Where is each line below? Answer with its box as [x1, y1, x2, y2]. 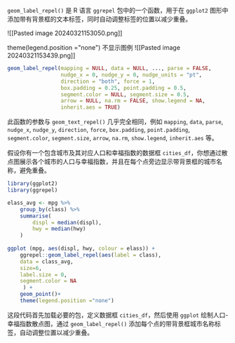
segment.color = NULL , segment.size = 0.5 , [60, 90, 190, 98]
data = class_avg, [20, 258, 74, 265]
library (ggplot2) [7, 180, 58, 187]
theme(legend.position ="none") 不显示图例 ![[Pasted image [7, 43, 181, 51]
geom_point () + [20, 290, 61, 298]
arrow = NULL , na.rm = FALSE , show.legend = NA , [60, 97, 206, 105]
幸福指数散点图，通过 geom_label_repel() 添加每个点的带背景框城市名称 [7, 319, 215, 328]
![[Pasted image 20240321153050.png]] [7, 29, 123, 37]
